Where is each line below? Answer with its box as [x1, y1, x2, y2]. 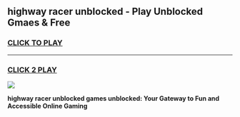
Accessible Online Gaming [7, 101, 88, 110]
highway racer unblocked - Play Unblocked [7, 6, 204, 18]
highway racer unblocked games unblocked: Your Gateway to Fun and [7, 94, 220, 102]
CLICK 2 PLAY [7, 65, 57, 74]
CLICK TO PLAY [7, 38, 63, 48]
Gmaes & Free [7, 17, 71, 29]
